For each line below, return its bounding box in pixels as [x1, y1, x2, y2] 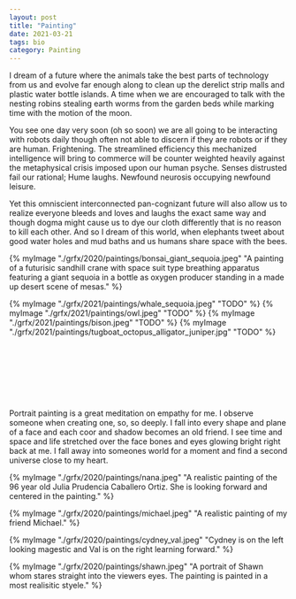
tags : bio [9, 37, 46, 47]
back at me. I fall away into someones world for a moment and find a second [9, 446, 288, 457]
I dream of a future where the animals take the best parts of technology [9, 70, 269, 81]
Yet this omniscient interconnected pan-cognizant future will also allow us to [9, 198, 288, 209]
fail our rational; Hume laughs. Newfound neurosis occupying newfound [9, 172, 271, 182]
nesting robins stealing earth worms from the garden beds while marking [9, 98, 275, 109]
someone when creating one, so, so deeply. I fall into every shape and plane [9, 418, 287, 428]
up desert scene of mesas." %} [9, 281, 123, 292]
